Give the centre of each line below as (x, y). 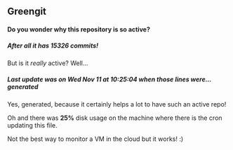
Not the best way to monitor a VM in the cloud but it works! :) (95, 139)
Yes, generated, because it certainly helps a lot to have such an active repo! (117, 104)
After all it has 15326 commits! (53, 46)
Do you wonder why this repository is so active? (79, 29)
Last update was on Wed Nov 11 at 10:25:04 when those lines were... (109, 79)
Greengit (27, 12)
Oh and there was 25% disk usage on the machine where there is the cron (115, 118)
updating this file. (32, 125)
